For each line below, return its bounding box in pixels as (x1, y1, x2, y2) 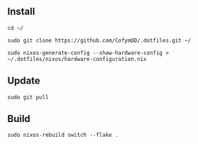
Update (7, 74, 41, 87)
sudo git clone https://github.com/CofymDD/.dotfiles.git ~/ (7, 37, 192, 44)
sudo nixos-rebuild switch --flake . (7, 131, 119, 139)
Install (7, 6, 35, 18)
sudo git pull (7, 94, 49, 101)
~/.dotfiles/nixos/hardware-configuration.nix (7, 55, 147, 62)
